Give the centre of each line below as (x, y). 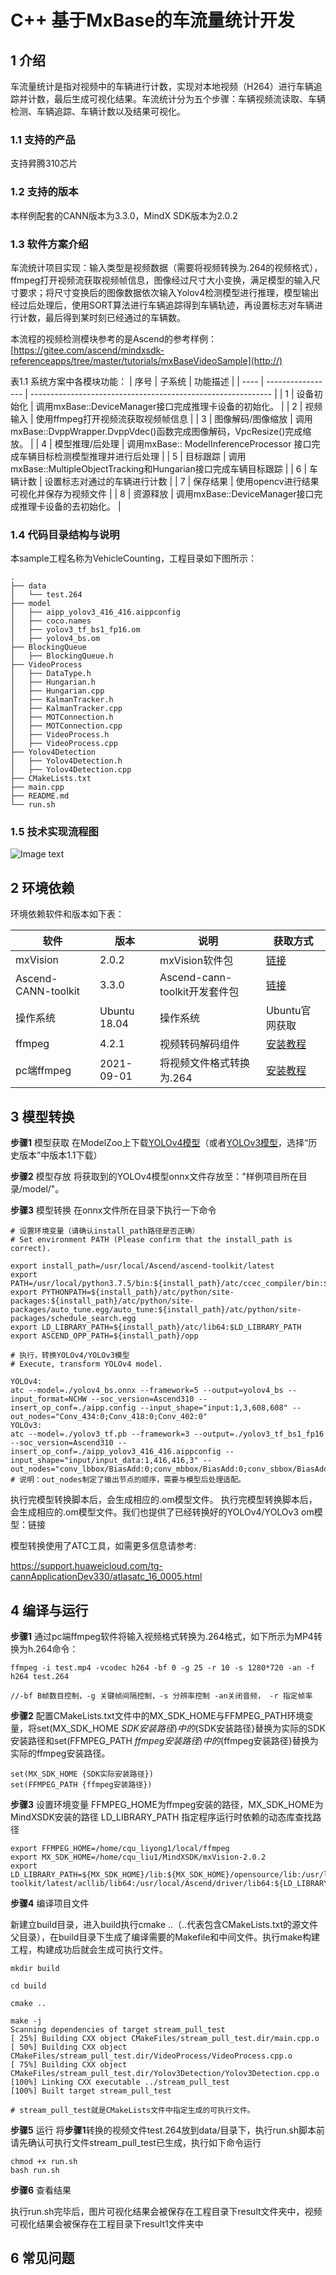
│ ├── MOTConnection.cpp (66, 726)
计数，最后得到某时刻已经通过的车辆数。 (102, 317)
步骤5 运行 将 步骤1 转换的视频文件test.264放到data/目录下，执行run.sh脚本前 (168, 2130)
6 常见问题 (42, 2258)
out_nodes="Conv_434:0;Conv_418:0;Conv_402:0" (109, 1417)
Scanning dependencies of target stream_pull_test (118, 2029)
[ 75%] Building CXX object (69, 2064)
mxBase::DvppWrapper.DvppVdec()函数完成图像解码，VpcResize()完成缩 (161, 431)
